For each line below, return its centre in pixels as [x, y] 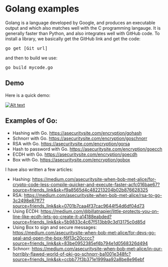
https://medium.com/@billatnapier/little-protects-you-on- [100, 211]
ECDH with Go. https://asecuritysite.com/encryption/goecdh [75, 154]
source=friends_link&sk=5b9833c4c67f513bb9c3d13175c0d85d [79, 222]
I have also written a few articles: [39, 169]
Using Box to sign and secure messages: [54, 227]
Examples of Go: [31, 121]
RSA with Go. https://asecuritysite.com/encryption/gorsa [71, 143]
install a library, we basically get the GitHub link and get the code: [73, 39]
